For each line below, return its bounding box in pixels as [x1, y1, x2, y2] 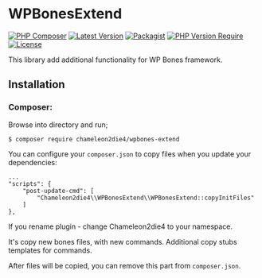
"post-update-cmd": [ [22, 187, 94, 195]
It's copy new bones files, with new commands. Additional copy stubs [8, 237, 237, 246]
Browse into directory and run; [8, 120, 108, 129]
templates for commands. [8, 245, 93, 255]
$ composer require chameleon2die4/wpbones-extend [8, 135, 180, 143]
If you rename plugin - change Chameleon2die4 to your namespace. [8, 222, 233, 231]
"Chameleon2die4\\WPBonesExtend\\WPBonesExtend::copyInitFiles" [37, 194, 255, 202]
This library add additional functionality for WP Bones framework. [8, 55, 223, 64]
